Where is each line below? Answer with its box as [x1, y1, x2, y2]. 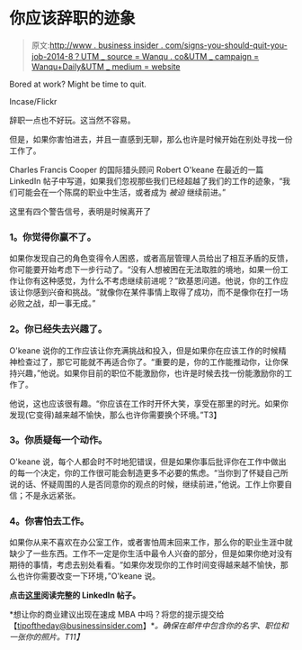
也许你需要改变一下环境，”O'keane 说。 [16, 571, 160, 581]
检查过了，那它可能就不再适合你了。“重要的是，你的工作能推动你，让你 [16, 356, 281, 367]
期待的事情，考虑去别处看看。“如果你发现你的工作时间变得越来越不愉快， [9, 560, 281, 571]
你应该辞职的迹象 [9, 8, 137, 29]
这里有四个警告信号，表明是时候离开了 [9, 206, 151, 216]
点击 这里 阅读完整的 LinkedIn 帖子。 [9, 590, 141, 600]
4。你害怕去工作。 [9, 515, 90, 527]
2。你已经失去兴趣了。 [9, 323, 108, 335]
